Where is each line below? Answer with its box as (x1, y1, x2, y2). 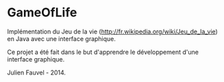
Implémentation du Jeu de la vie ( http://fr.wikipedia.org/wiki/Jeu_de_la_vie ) (7, 27, 218, 36)
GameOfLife (7, 5, 77, 20)
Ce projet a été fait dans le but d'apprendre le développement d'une (7, 48, 199, 56)
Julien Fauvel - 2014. (7, 68, 66, 77)
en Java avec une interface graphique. (7, 34, 116, 42)
